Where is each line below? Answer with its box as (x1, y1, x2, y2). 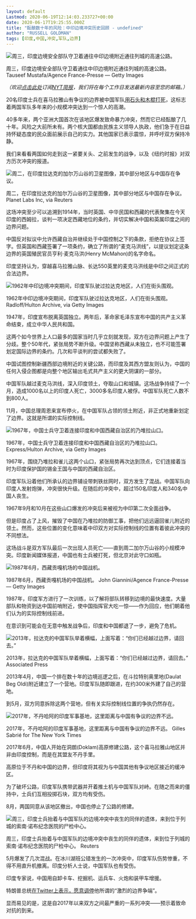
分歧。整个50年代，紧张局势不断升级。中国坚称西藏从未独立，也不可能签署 (6, 341, 187, 347)
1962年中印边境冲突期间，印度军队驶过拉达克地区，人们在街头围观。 (6, 295, 171, 301)
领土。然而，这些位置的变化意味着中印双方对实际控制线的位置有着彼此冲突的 (6, 524, 190, 531)
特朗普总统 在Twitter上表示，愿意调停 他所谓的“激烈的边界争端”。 (6, 887, 160, 894)
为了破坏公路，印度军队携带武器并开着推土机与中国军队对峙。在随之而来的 (6, 783, 185, 790)
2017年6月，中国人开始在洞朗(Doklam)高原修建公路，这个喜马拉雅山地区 (6, 744, 181, 750)
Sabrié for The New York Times (6, 732, 82, 738)
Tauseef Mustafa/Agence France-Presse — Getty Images (6, 71, 144, 78)
